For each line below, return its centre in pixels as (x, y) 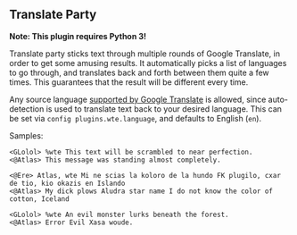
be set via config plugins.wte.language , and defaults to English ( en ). (135, 118)
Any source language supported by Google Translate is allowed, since (138, 99)
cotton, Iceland (39, 199)
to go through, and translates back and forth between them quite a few (139, 72)
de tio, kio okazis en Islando (67, 183)
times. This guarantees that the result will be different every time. (129, 82)
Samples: (26, 135)
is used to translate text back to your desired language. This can (164, 109)
